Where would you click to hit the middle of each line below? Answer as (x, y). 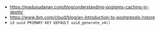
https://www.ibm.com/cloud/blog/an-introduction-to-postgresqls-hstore (82, 17)
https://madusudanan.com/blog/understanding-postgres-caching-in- (79, 7)
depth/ (16, 12)
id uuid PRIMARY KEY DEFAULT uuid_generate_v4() (60, 23)
